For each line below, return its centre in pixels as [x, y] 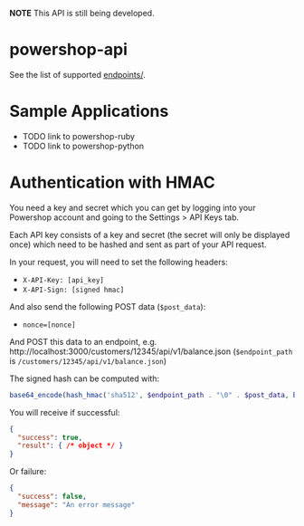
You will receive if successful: [65, 412]
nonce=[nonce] [49, 325]
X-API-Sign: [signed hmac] [73, 290]
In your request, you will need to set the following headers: [119, 262]
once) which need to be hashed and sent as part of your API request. [138, 244]
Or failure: [28, 472]
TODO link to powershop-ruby [79, 136]
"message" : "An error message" [76, 505]
